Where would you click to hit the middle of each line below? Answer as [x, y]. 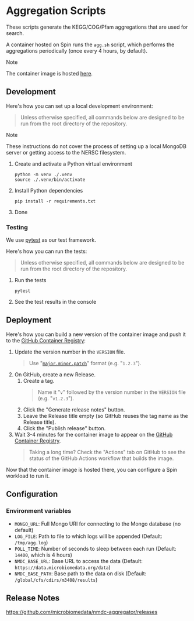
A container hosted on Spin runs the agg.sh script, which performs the [90, 44]
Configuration [32, 494]
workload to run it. [28, 476]
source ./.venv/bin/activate [50, 180]
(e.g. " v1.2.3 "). [56, 398]
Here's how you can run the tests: [47, 251]
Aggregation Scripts [56, 11]
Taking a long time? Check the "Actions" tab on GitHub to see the [107, 452]
